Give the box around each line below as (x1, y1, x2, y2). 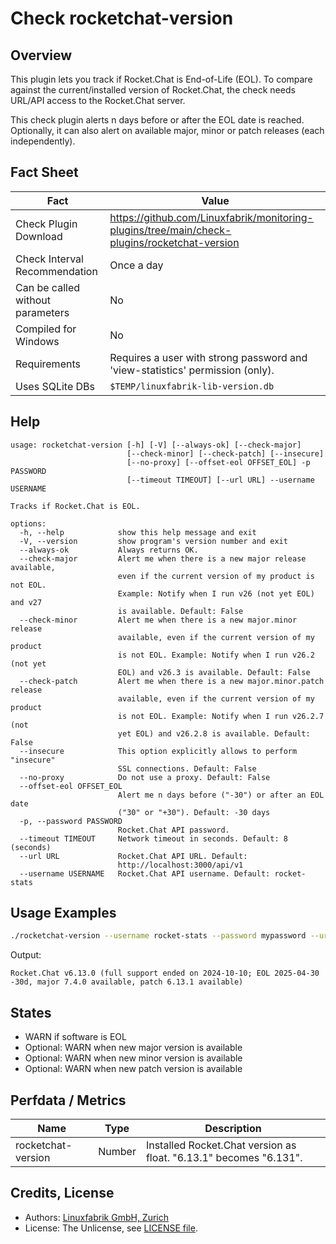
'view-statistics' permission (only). (109, 363, 275, 377)
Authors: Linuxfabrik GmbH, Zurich (24, 1211, 170, 1223)
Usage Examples (10, 905, 117, 922)
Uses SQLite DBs (15, 379, 96, 393)
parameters (15, 305, 70, 319)
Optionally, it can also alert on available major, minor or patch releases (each (10, 125, 325, 136)
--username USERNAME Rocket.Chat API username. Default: (19, 868, 271, 879)
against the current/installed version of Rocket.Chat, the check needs (10, 84, 296, 96)
